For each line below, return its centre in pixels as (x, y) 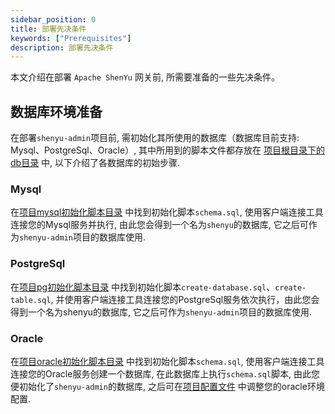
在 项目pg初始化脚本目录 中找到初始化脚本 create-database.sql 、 (143, 287)
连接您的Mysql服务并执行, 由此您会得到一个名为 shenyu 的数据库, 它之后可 (159, 225)
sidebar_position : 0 (53, 19)
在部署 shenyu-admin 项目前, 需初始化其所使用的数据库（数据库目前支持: (155, 138)
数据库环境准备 (56, 111)
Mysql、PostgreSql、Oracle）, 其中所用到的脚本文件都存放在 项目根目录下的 (168, 150)
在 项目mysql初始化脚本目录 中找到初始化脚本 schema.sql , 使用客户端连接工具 (167, 212)
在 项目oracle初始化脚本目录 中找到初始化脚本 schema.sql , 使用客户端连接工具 (167, 361)
